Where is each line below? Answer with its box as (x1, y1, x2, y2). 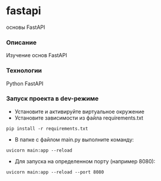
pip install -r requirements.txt (6, 126, 88, 131)
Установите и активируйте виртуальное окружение (14, 108, 144, 115)
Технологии (6, 67, 42, 75)
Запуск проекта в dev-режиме (6, 94, 99, 103)
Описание (6, 38, 37, 47)
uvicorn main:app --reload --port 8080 (6, 169, 104, 175)
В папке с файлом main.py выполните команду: (14, 136, 134, 143)
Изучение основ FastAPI (6, 52, 67, 59)
